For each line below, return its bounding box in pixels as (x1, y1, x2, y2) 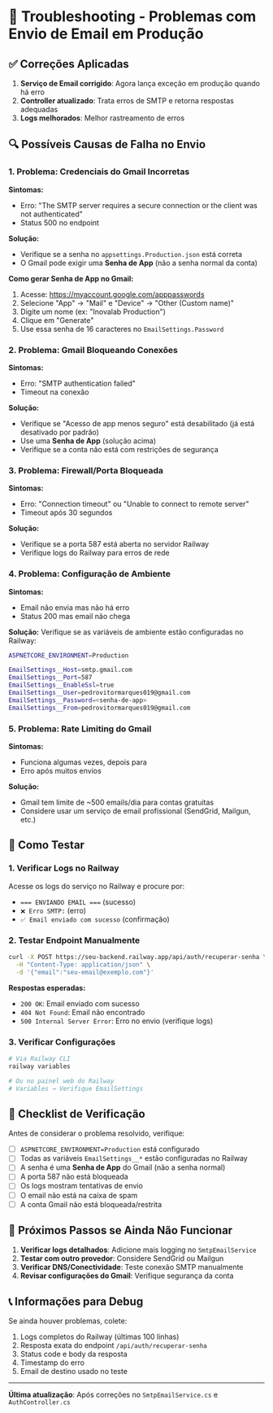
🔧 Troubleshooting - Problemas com (8, 7, 257, 26)
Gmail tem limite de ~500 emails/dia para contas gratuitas (19, 797, 214, 807)
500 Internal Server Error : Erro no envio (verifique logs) (19, 1016, 214, 1026)
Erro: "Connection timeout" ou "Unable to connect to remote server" (19, 499, 249, 509)
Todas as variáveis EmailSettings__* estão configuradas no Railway (19, 1154, 248, 1163)
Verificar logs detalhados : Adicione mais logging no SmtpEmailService (19, 1245, 257, 1255)
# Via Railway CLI (8, 1054, 71, 1062)
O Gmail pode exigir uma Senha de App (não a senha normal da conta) (19, 258, 258, 268)
